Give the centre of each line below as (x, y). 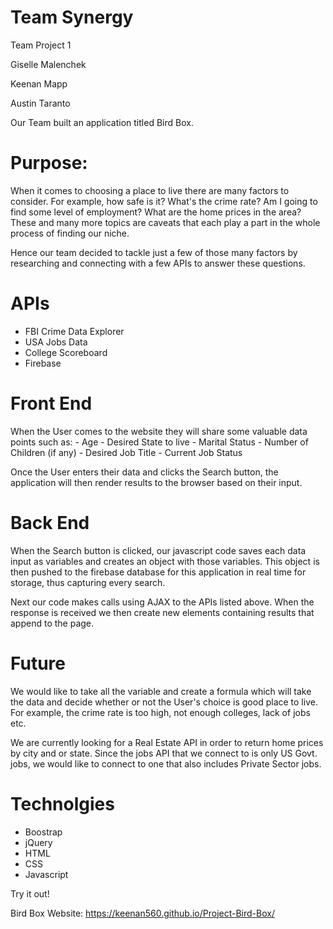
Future (38, 663)
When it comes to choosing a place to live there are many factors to (150, 190)
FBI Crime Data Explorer (74, 331)
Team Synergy (72, 17)
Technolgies (62, 803)
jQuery (38, 842)
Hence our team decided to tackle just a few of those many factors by (154, 252)
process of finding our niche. (70, 233)
